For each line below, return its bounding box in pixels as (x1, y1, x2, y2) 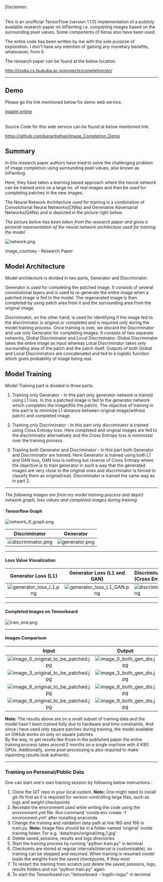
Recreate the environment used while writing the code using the (12, 804, 140, 810)
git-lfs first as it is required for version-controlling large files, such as (12, 794, 149, 800)
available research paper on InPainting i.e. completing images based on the (5, 24, 156, 30)
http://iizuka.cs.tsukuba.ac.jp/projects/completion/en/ (5, 68, 113, 74)
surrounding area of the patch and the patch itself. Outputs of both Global (5, 345, 152, 351)
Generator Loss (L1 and (69, 570, 125, 576)
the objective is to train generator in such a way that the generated (12, 462, 146, 468)
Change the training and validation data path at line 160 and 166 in (12, 820, 144, 826)
